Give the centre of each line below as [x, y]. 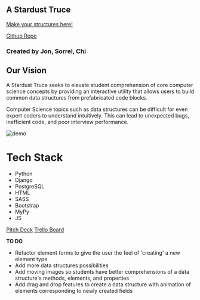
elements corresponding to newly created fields [74, 291]
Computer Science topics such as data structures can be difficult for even [97, 109]
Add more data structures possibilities [61, 265]
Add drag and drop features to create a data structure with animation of [103, 284]
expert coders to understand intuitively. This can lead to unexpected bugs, [98, 115]
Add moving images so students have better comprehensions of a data [102, 272]
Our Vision [26, 71]
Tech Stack [35, 157]
